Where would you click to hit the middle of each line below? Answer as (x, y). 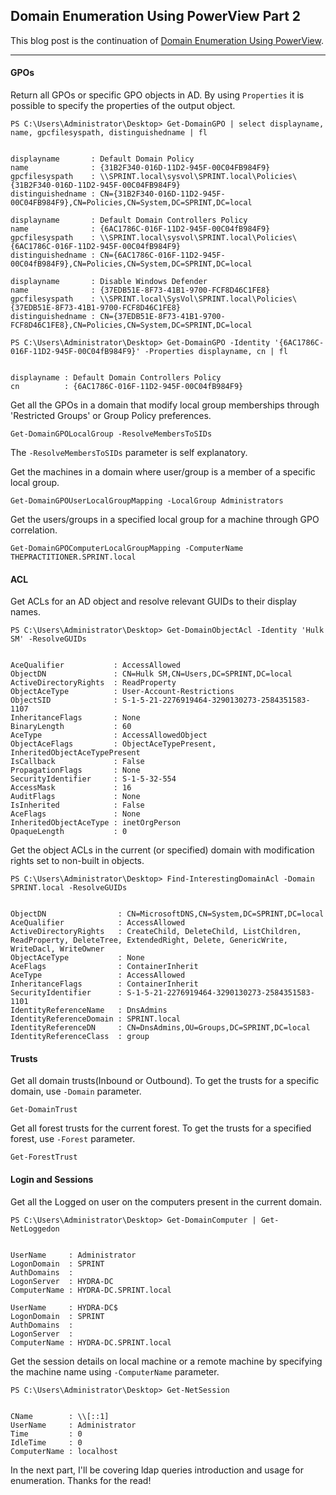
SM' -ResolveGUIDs (48, 639)
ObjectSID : (64, 700)
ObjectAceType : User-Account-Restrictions (122, 692)
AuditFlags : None (75, 797)
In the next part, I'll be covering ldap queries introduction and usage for (157, 1470)
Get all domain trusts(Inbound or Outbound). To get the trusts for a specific (165, 1081)
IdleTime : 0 (46, 1442)
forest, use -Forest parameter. (73, 1139)
